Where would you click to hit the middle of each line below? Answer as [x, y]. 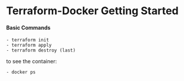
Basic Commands [28, 27]
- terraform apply [29, 46]
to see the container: [32, 61]
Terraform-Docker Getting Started [92, 11]
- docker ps [21, 72]
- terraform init [28, 40]
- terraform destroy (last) [41, 51]
